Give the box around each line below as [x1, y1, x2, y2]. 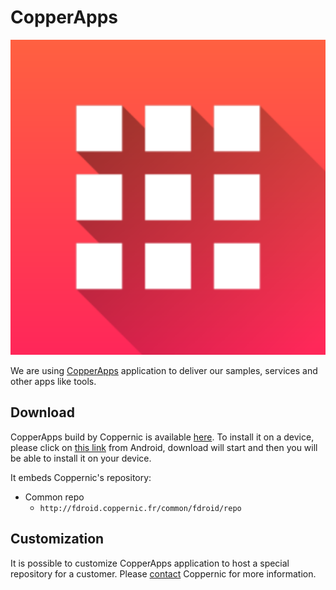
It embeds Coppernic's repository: [10, 471, 152, 483]
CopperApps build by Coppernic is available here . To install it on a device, [10, 431, 315, 443]
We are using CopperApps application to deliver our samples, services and [10, 364, 318, 376]
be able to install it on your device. [10, 452, 152, 464]
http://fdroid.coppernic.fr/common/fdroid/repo [39, 503, 242, 513]
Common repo [24, 491, 85, 503]
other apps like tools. [10, 375, 97, 387]
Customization [10, 531, 105, 548]
